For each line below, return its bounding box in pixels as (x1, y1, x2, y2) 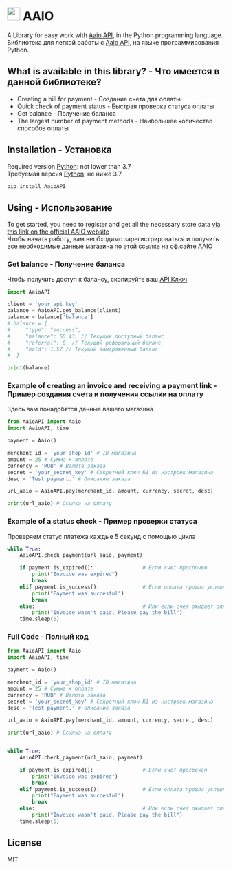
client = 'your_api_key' (7, 300, 78, 308)
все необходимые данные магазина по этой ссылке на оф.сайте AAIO (7, 242, 213, 251)
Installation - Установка (7, 144, 112, 156)
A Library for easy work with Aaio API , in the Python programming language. (7, 31, 223, 39)
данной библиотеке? (7, 76, 102, 88)
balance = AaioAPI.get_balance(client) (7, 307, 122, 314)
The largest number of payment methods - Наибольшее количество (16, 116, 213, 125)
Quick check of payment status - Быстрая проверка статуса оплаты (16, 102, 214, 110)
